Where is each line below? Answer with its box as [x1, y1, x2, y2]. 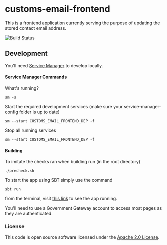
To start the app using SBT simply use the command [5, 177, 113, 183]
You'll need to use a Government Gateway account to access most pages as [5, 205, 162, 211]
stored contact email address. [5, 25, 66, 31]
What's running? [5, 85, 39, 91]
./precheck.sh [5, 168, 35, 173]
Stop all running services [5, 127, 56, 133]
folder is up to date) [19, 109, 60, 115]
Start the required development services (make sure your [5, 103, 123, 109]
